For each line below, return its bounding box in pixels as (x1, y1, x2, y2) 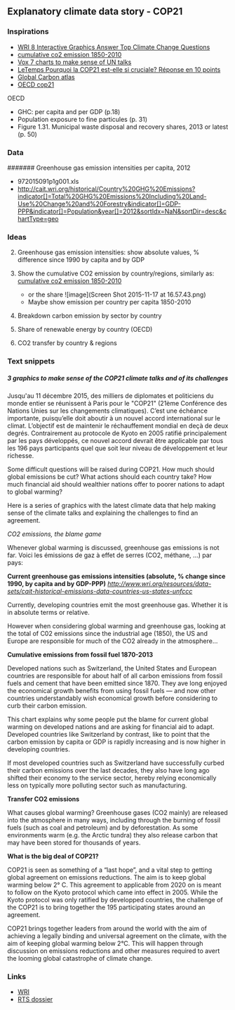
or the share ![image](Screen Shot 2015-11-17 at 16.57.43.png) (27, 290, 206, 299)
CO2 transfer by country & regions (17, 339, 117, 347)
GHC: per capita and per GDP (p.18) (17, 107, 121, 116)
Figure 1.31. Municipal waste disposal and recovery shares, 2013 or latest (17, 123, 229, 131)
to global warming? (7, 487, 63, 496)
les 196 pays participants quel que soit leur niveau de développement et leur (7, 444, 228, 453)
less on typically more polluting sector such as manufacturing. (7, 781, 187, 790)
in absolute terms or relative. (7, 609, 90, 617)
